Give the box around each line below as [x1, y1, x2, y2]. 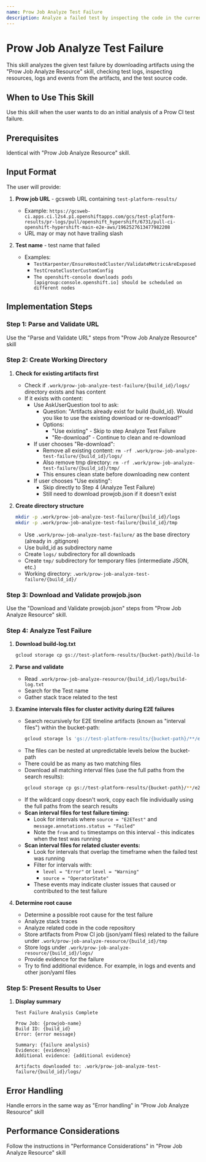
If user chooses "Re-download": [33, 440, 115, 447]
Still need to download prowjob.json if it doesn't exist [42, 490, 177, 497]
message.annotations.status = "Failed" [33, 823, 136, 829]
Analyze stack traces [24, 917, 78, 924]
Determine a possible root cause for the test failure [24, 911, 153, 918]
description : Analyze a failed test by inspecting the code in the [6, 15, 183, 21]
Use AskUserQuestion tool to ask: [33, 401, 119, 408]
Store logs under [24, 943, 67, 951]
